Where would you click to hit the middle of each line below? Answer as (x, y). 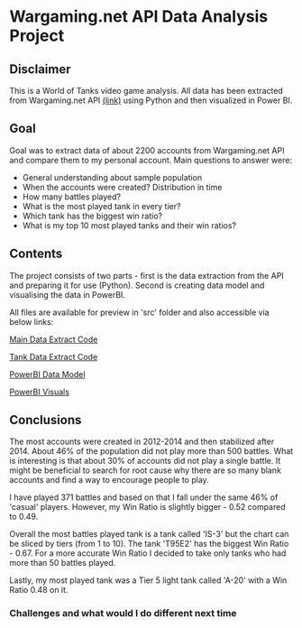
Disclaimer (40, 69)
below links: (32, 321)
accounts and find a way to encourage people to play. (109, 480)
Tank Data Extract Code (54, 356)
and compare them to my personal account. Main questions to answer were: (151, 160)
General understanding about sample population (112, 177)
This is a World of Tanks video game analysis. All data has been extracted (146, 91)
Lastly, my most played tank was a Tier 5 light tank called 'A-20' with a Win (148, 580)
